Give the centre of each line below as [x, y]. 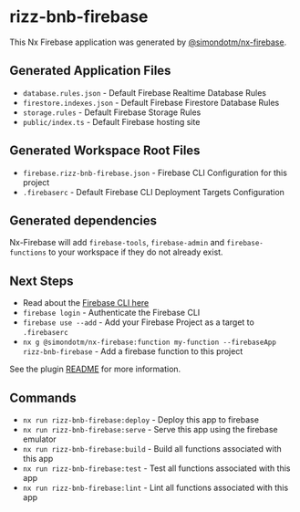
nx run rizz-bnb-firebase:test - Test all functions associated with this [156, 468]
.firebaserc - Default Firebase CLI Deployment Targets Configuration [154, 192]
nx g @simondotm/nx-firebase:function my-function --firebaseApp [149, 343]
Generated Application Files [90, 71]
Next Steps [41, 281]
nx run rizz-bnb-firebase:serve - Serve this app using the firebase [150, 429]
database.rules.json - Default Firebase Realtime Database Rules [145, 92]
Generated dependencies [83, 220]
